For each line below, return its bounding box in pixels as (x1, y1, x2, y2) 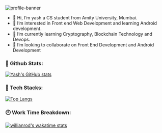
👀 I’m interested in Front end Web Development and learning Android (12, 20, 157, 26)
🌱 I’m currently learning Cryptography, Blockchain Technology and (12, 31, 153, 37)
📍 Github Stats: (5, 60, 43, 67)
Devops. (12, 36, 31, 42)
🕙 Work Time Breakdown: (5, 109, 71, 116)
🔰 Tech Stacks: (5, 84, 43, 91)
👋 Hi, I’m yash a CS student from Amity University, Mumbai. (12, 15, 138, 20)
